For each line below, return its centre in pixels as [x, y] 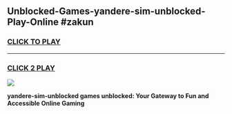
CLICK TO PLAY [34, 42]
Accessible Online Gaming [46, 103]
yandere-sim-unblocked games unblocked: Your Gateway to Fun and [108, 95]
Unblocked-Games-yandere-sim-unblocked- [106, 11]
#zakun [77, 22]
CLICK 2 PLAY [31, 68]
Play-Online [33, 22]
